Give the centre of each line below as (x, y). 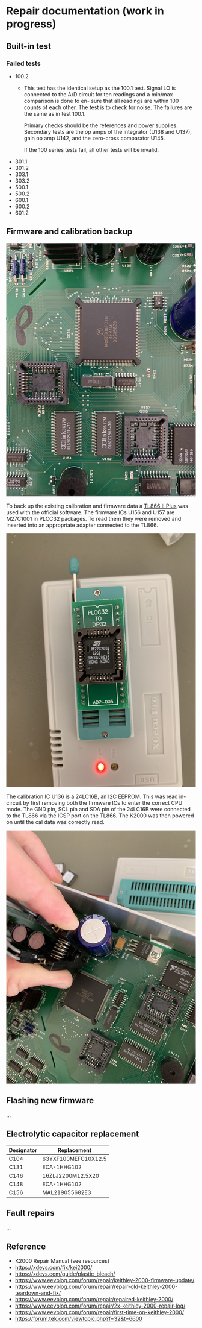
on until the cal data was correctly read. (55, 822)
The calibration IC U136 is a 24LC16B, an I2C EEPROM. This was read (92, 796)
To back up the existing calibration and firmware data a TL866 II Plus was (97, 506)
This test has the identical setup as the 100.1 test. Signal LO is (100, 88)
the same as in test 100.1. (55, 113)
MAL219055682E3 (67, 1192)
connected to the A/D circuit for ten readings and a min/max (98, 94)
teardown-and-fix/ (38, 1293)
